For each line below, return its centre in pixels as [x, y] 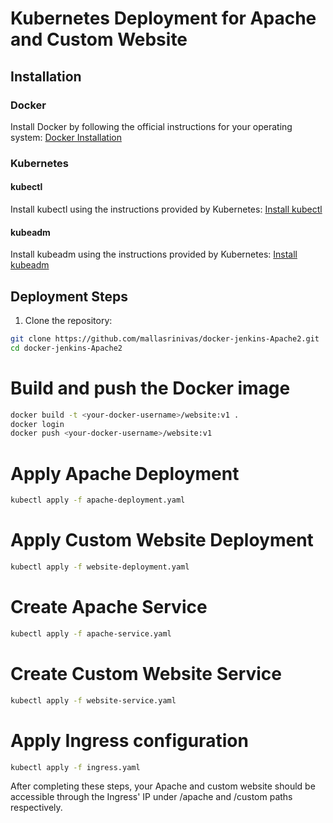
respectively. [36, 808]
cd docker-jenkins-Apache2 [66, 348]
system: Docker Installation [66, 137]
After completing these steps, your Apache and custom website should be [163, 786]
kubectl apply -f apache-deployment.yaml [98, 500]
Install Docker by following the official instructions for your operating [151, 126]
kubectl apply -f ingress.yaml [75, 767]
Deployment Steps [69, 296]
